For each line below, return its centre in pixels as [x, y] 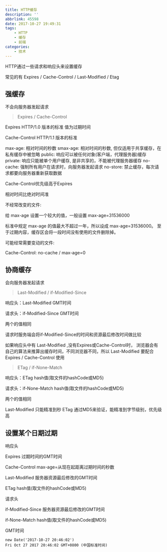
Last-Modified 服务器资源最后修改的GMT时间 [51, 477]
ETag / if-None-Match [40, 368]
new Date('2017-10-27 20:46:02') [40, 540]
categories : [17, 47]
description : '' [22, 14]
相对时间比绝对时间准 [27, 194]
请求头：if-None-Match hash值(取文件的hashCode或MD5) [65, 388]
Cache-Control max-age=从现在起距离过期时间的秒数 [60, 467]
